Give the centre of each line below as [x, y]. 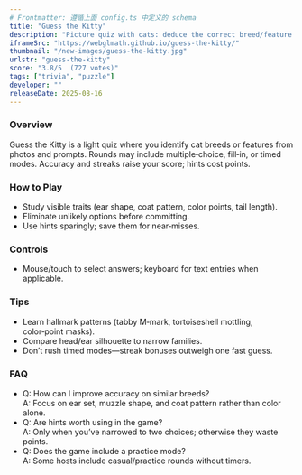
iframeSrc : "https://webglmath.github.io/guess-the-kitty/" [125, 43]
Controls [29, 249]
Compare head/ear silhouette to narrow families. [112, 340]
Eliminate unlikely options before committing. [106, 217]
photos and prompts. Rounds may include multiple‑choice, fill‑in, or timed [146, 154]
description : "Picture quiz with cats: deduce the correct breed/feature [151, 34]
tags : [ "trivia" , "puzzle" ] [62, 77]
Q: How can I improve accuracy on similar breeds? [116, 393]
